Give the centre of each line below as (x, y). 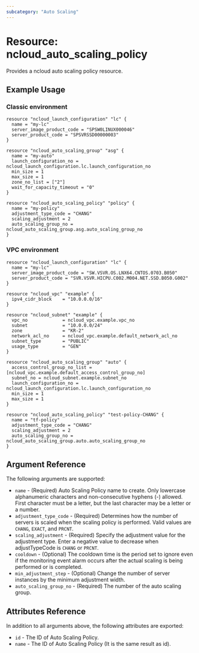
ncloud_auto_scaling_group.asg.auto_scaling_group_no (75, 230)
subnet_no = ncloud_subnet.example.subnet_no (69, 378)
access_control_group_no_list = (52, 367)
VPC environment (33, 250)
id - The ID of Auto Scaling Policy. (57, 637)
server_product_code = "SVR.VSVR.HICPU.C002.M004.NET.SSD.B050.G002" (100, 278)
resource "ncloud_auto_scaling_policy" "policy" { (71, 203)
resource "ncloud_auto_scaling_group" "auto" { (67, 362)
